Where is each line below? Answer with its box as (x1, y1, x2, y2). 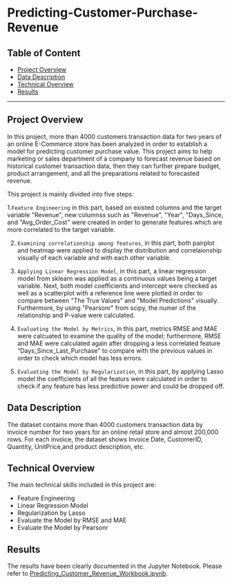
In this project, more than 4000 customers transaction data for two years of (7, 132, 222, 140)
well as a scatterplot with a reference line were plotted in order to (17, 289, 203, 297)
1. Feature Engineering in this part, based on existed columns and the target (7, 203, 222, 212)
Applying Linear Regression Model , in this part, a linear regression (17, 266, 206, 275)
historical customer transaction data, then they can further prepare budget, (7, 161, 221, 170)
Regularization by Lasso (17, 509, 86, 517)
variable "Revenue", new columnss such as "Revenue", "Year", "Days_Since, (7, 210, 224, 219)
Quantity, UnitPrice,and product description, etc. (7, 442, 145, 450)
